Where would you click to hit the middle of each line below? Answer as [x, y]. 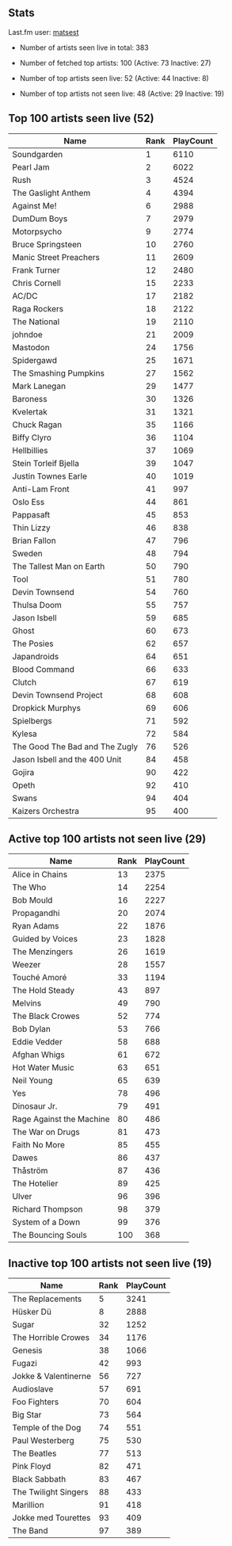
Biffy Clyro [32, 437]
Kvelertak [30, 411]
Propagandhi [36, 913]
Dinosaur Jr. [35, 1106]
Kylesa [25, 734]
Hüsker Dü [32, 1312]
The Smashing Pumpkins [59, 373]
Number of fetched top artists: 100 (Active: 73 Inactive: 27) [115, 63]
